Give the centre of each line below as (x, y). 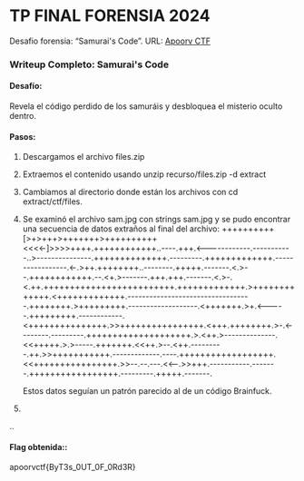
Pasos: (23, 136)
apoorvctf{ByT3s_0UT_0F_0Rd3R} (73, 467)
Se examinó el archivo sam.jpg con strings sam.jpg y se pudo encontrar (157, 220)
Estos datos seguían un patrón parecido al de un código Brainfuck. (147, 391)
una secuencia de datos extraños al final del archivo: (121, 229)
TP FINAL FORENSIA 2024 (110, 16)
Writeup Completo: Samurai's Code (89, 64)
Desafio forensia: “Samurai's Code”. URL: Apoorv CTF (110, 41)
